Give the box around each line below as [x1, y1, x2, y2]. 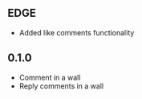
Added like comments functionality [18, 27, 135, 37]
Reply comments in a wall [18, 80, 104, 91]
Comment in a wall [18, 72, 81, 82]
